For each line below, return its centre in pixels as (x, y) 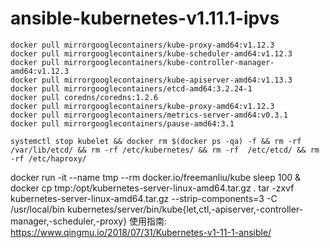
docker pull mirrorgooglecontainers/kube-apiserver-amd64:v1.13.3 (151, 80)
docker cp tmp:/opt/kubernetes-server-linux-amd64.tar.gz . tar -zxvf (152, 188)
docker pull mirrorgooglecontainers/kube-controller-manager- (142, 62)
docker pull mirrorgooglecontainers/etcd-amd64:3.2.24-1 (131, 88)
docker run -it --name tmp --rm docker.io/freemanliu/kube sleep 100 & (155, 177)
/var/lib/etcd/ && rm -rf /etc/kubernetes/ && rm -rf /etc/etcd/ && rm (165, 150)
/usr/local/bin (38, 209)
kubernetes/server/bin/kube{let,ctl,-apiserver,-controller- (185, 209)
